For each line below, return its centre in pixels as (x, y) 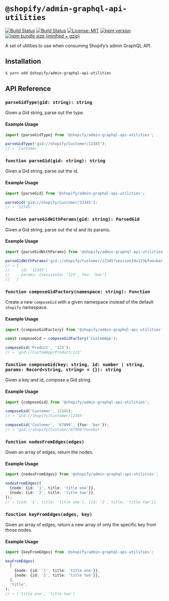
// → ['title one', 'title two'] (40, 594)
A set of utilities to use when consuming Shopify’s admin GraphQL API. (78, 45)
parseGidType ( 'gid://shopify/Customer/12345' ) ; (56, 144)
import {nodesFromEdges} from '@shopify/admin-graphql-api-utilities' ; (82, 474)
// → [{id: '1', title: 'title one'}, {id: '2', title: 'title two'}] (81, 502)
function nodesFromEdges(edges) (45, 442)
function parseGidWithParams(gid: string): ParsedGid (72, 219)
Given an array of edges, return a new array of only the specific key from (81, 525)
